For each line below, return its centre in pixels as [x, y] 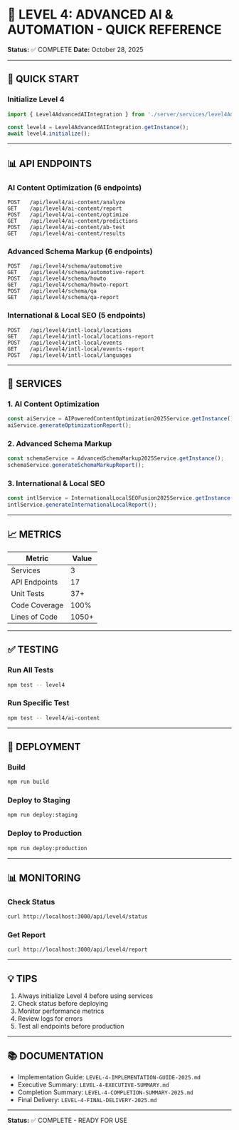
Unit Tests [28, 593]
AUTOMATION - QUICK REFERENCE [115, 30]
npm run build [28, 782]
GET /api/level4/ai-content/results [67, 233]
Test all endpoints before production [71, 1026]
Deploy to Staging [39, 800]
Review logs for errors [50, 1019]
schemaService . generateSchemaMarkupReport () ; [76, 465]
